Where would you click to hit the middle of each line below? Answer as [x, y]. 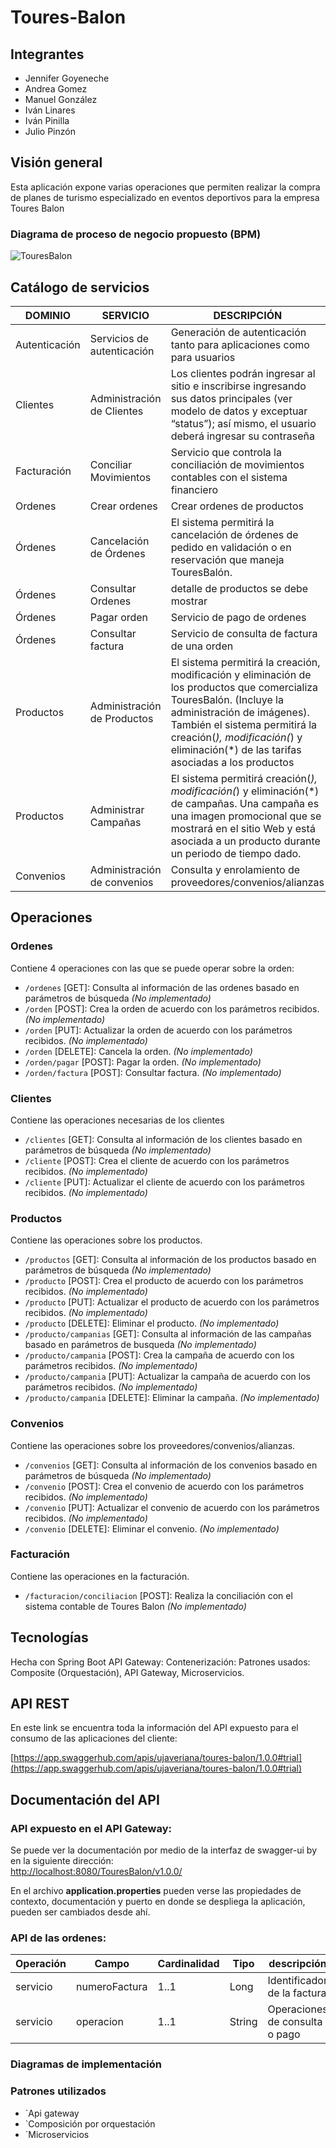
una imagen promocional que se [246, 816]
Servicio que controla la [226, 452]
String [243, 2022]
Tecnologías [49, 1637]
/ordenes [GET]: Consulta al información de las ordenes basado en [162, 987]
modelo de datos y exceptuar [239, 411]
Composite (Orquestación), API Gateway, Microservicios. [127, 1672]
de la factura [297, 1993]
